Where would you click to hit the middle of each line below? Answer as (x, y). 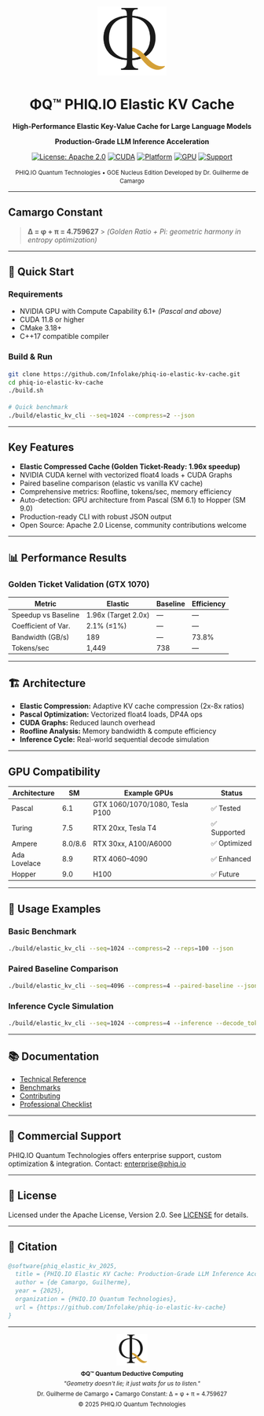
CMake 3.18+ (40, 328)
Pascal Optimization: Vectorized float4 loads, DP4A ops (111, 714)
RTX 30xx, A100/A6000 (132, 843)
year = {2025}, (40, 1291)
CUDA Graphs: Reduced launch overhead (87, 723)
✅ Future (225, 874)
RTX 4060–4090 (120, 859)
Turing (22, 828)
